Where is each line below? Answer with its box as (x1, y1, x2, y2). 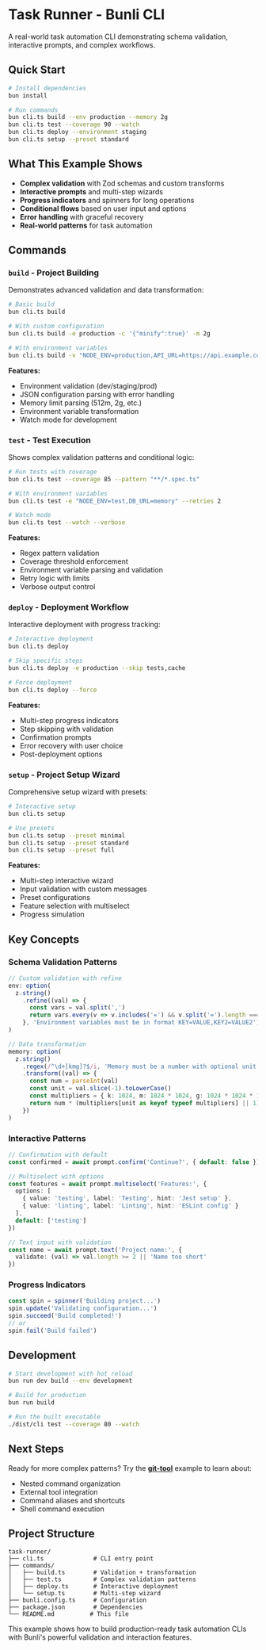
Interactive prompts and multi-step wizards (19, 186, 164, 196)
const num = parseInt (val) (28, 1077, 119, 1085)
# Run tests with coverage (8, 468, 97, 476)
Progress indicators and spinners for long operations (19, 195, 195, 205)
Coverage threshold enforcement (19, 557, 128, 566)
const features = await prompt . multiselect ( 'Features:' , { (8, 1180, 207, 1188)
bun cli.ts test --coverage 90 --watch (8, 121, 140, 128)
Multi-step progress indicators (19, 715, 119, 725)
